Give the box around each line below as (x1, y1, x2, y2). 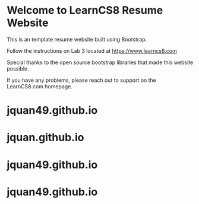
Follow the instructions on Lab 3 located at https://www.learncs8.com (7, 47, 177, 54)
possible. (7, 65, 29, 72)
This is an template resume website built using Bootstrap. (7, 36, 147, 43)
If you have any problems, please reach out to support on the (7, 76, 157, 84)
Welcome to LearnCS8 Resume (7, 4, 163, 17)
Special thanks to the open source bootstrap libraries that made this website (7, 59, 194, 66)
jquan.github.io (7, 131, 84, 144)
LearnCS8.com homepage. (7, 82, 73, 90)
